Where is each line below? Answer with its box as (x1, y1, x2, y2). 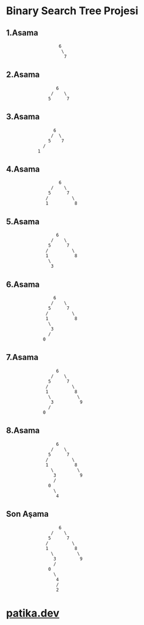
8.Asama (6, 426, 40, 436)
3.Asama (6, 112, 40, 122)
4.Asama (6, 164, 40, 174)
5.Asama (6, 216, 40, 226)
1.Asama (6, 28, 38, 38)
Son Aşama (6, 509, 49, 519)
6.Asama (6, 279, 40, 289)
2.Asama (6, 70, 40, 80)
